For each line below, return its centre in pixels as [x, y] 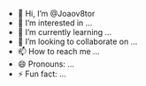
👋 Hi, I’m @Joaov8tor [56, 14]
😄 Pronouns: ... [46, 64]
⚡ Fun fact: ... [42, 74]
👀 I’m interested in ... [55, 23]
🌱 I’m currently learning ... [65, 32]
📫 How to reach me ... [58, 51]
